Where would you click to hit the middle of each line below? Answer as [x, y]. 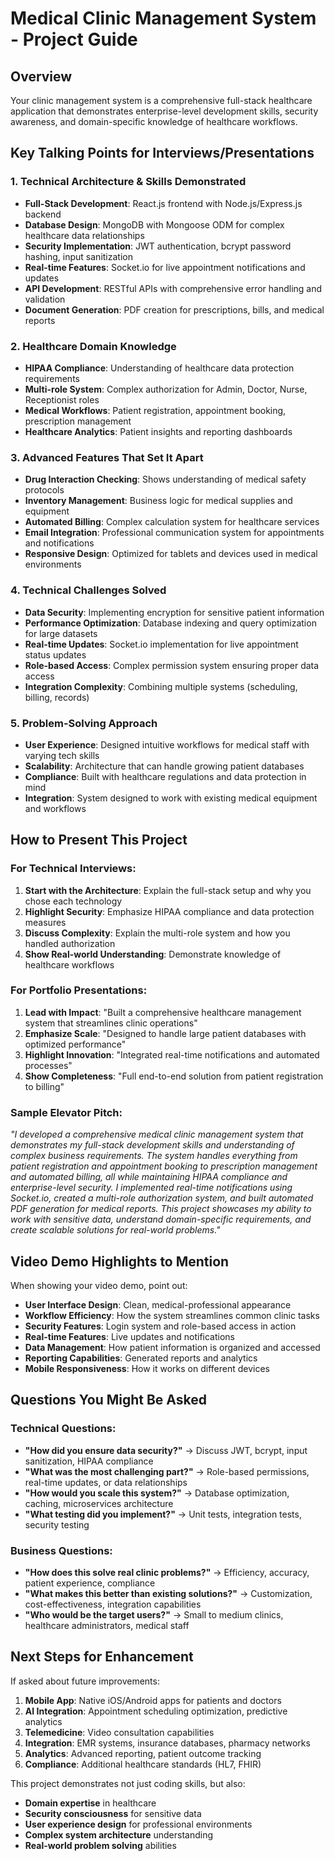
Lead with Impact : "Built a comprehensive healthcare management [163, 1012]
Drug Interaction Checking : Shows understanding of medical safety [165, 479]
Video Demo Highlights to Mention [120, 1261]
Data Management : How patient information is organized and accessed [172, 1347]
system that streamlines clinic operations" [111, 1023]
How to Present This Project [99, 840]
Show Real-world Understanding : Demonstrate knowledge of [153, 954]
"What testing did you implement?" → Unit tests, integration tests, [163, 1514]
